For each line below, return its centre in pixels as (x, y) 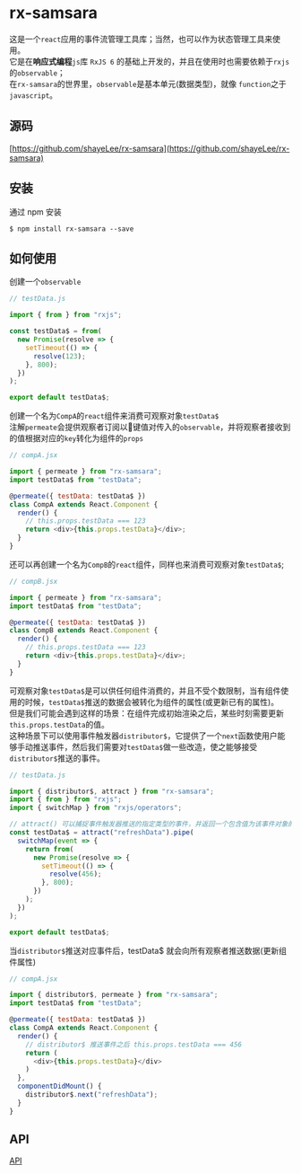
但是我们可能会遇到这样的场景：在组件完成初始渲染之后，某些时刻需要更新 (146, 713)
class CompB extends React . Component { (84, 631)
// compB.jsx (34, 581)
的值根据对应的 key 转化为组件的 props (77, 438)
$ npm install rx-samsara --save (72, 229)
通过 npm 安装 (35, 212)
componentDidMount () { (60, 1086)
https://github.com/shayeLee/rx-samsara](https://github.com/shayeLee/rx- (151, 148)
